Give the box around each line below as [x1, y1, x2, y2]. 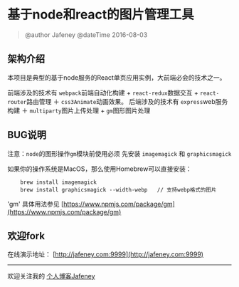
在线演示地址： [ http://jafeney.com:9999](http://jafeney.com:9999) [7, 250, 204, 259]
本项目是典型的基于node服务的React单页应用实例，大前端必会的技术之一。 [7, 73, 226, 82]
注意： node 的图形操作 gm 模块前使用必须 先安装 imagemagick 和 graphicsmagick [7, 149, 232, 157]
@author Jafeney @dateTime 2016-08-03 [24, 30, 148, 39]
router [7, 98, 27, 105]
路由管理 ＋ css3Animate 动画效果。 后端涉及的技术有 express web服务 [26, 97, 228, 105]
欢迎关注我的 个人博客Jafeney [7, 272, 95, 281]
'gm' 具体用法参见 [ [7, 199, 64, 208]
